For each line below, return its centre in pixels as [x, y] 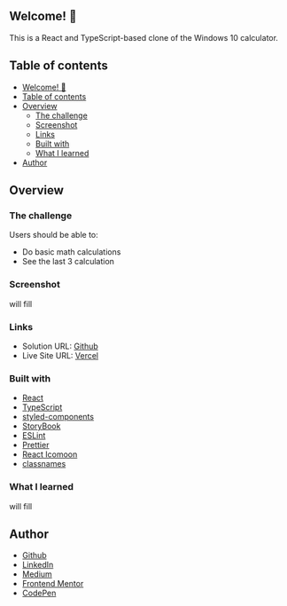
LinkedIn [38, 565]
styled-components [58, 417]
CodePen [39, 593]
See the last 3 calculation [68, 262]
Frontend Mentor [53, 584]
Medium [37, 574]
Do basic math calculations [71, 252]
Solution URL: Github [60, 346]
